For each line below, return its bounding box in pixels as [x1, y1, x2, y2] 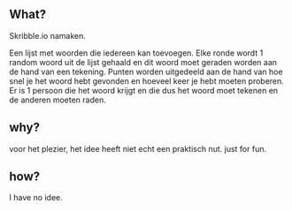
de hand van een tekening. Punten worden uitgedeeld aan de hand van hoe [9, 66, 283, 77]
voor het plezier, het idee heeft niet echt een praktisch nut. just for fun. [9, 143, 267, 154]
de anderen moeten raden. [9, 94, 106, 105]
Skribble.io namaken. [9, 30, 87, 41]
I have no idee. [9, 192, 64, 203]
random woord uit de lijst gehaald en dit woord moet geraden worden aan [9, 56, 277, 67]
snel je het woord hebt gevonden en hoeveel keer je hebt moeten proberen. [9, 75, 285, 86]
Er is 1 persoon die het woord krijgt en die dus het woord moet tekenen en [9, 85, 279, 95]
